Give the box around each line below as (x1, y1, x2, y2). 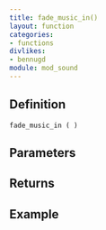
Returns (9, 176, 56, 191)
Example (9, 207, 59, 222)
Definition (9, 97, 66, 113)
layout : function (9, 22, 75, 31)
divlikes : (9, 47, 47, 56)
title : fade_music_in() (9, 13, 99, 23)
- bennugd (9, 55, 47, 64)
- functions (9, 38, 54, 48)
